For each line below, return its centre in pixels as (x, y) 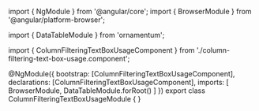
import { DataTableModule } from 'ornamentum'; (86, 35)
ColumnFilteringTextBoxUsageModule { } (75, 99)
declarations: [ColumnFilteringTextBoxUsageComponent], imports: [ (118, 82)
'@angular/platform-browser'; (56, 20)
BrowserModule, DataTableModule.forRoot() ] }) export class (107, 91)
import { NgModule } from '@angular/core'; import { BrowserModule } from (130, 11)
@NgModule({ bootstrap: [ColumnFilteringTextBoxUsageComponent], (122, 74)
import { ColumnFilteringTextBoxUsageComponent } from (101, 50)
